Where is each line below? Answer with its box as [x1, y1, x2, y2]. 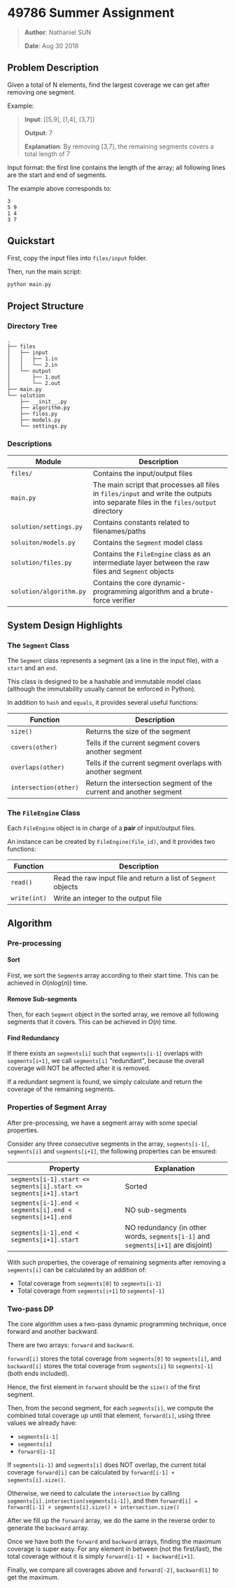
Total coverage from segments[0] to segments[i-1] [17, 1279, 162, 1287]
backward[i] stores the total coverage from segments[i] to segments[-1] [7, 1361, 213, 1370]
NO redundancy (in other [124, 1223, 207, 1232]
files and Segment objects [92, 567, 175, 577]
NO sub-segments [124, 1205, 187, 1215]
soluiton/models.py [10, 539, 76, 547]
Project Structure [7, 300, 84, 312]
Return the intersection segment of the [85, 778, 213, 788]
